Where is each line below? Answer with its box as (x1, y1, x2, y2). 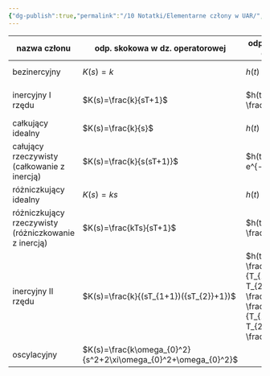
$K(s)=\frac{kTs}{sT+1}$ (82, 222, 177, 233)
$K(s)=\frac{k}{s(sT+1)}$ (82, 155, 179, 167)
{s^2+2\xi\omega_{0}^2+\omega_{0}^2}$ (82, 353, 239, 365)
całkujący (12, 118, 49, 129)
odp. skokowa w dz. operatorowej (94, 42, 227, 53)
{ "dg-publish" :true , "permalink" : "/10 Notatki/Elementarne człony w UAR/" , (8, 11, 264, 20)
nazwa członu (15, 42, 71, 53)
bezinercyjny (12, 66, 62, 77)
